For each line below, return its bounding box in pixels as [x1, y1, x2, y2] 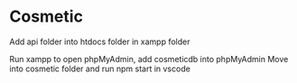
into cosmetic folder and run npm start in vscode [9, 63, 191, 74]
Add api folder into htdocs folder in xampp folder [9, 36, 190, 47]
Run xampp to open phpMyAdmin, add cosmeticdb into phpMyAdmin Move [9, 53, 289, 64]
